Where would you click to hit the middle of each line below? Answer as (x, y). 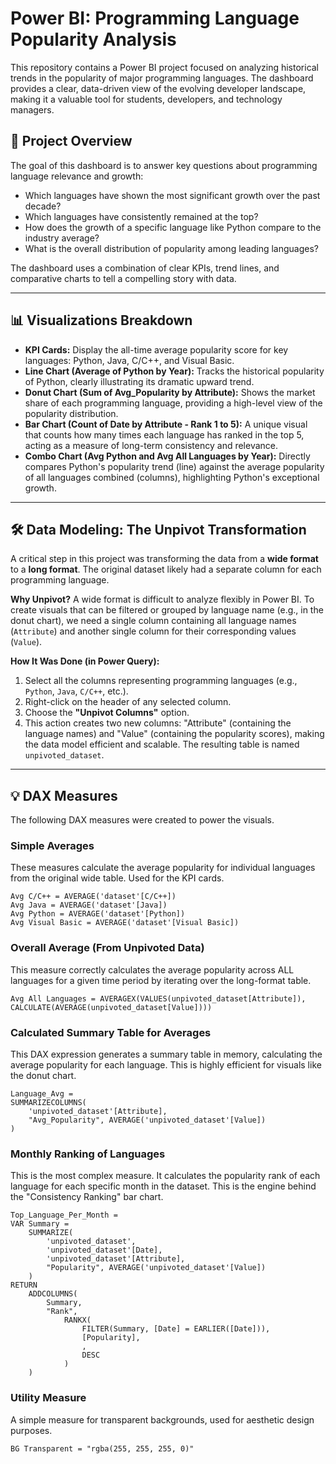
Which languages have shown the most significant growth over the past (172, 195)
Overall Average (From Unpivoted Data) (107, 948)
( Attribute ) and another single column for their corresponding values (153, 631)
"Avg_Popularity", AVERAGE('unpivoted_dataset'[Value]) (147, 1120)
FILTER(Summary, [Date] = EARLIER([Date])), (176, 1329)
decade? (43, 206)
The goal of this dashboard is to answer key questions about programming (164, 165)
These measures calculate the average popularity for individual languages (163, 868)
